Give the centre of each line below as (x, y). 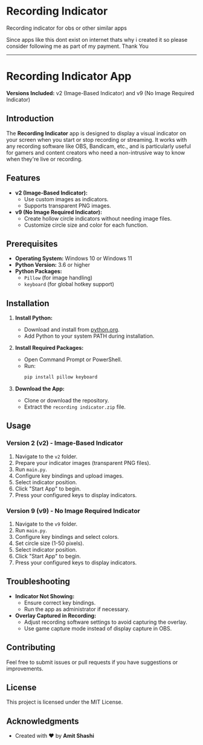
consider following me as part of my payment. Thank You (78, 46)
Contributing (31, 648)
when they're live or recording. (44, 159)
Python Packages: (38, 272)
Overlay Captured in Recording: (56, 615)
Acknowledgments (43, 721)
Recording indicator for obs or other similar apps (67, 28)
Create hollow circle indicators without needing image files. (98, 218)
